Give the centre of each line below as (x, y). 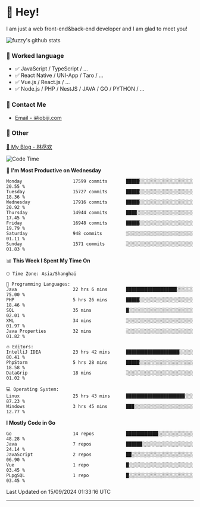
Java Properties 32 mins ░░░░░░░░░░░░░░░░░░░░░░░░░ (100, 331)
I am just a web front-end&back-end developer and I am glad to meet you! (97, 29)
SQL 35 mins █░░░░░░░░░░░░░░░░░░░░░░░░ (100, 310)
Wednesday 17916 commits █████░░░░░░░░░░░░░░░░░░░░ (100, 202)
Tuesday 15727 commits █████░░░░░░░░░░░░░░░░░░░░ (100, 191)
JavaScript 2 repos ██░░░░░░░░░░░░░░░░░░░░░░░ (100, 455)
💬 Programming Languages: (38, 284)
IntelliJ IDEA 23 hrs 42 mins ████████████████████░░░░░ (100, 352)
